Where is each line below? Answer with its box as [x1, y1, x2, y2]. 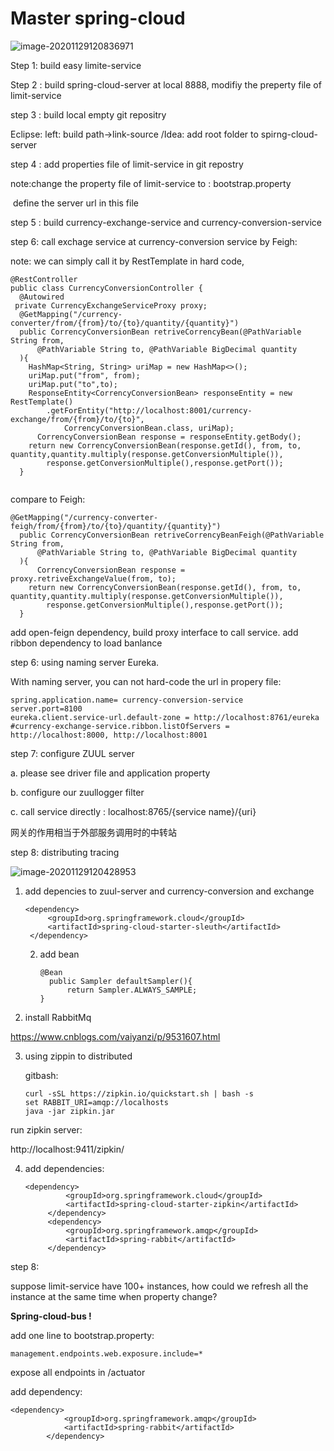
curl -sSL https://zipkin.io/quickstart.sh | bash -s [24, 1088, 254, 1099]
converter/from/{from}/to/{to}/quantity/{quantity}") [10, 318, 240, 328]
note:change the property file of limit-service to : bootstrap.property [10, 177, 292, 189]
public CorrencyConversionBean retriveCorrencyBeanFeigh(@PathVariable [19, 530, 325, 540]
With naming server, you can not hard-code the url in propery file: [10, 675, 282, 687]
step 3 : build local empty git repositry [10, 108, 167, 121]
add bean [39, 948, 80, 960]
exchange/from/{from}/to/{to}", [10, 414, 145, 424]
